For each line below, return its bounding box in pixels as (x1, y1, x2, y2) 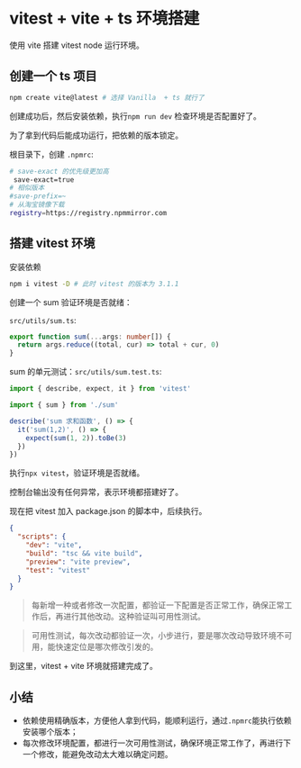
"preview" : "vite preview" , (25, 557, 131, 566)
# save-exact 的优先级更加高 (9, 167, 110, 176)
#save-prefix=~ (9, 192, 67, 201)
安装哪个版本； (22, 727, 78, 737)
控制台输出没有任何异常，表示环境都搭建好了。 (9, 487, 183, 498)
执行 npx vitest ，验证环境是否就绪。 (9, 467, 145, 478)
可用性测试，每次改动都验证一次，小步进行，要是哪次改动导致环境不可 (31, 630, 293, 641)
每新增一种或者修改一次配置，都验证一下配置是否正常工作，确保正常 (31, 600, 285, 610)
